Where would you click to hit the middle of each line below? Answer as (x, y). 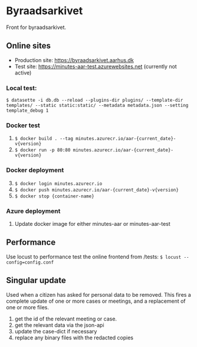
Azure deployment (33, 211)
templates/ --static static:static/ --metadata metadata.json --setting (97, 106)
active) (23, 73)
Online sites (29, 46)
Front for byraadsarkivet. (36, 27)
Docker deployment (35, 170)
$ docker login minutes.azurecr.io (58, 184)
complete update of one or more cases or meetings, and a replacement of (96, 301)
